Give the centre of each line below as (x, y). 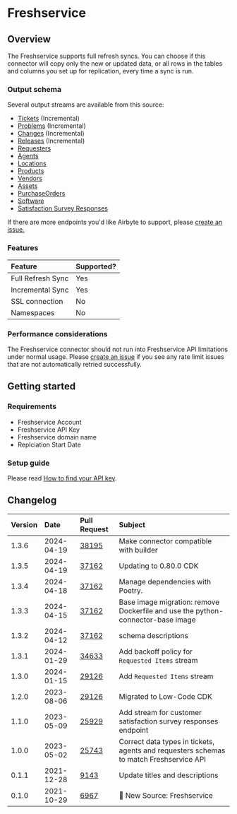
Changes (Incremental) (51, 134)
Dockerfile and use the (156, 610)
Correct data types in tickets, (167, 741)
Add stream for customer (160, 712)
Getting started (42, 387)
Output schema (35, 89)
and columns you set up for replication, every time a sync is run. (101, 71)
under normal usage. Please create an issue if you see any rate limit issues (116, 356)
